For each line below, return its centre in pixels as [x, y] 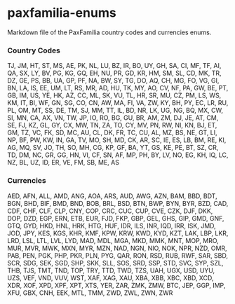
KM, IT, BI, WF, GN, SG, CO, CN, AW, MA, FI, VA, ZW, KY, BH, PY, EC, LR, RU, [118, 103]
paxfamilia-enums [62, 13]
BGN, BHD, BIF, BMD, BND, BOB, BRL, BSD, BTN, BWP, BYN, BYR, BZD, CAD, [118, 203]
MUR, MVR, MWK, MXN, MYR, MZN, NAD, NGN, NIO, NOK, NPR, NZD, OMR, [117, 248]
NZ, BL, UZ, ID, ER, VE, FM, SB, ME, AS [63, 163]
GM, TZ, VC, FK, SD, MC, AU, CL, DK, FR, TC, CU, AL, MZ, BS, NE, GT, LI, [112, 133]
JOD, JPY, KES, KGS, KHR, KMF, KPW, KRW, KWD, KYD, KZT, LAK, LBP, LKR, [118, 233]
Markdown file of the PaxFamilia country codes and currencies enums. [109, 32]
